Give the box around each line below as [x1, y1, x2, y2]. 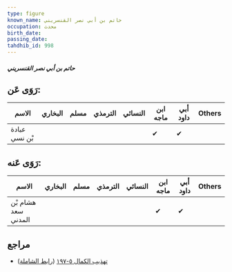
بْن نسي [10, 133, 34, 143]
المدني [10, 215, 30, 225]
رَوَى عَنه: [7, 156, 41, 168]
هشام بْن [10, 198, 37, 208]
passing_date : [7, 36, 48, 43]
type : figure [7, 10, 45, 17]
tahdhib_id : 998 [7, 42, 54, 49]
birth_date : [7, 29, 41, 37]
